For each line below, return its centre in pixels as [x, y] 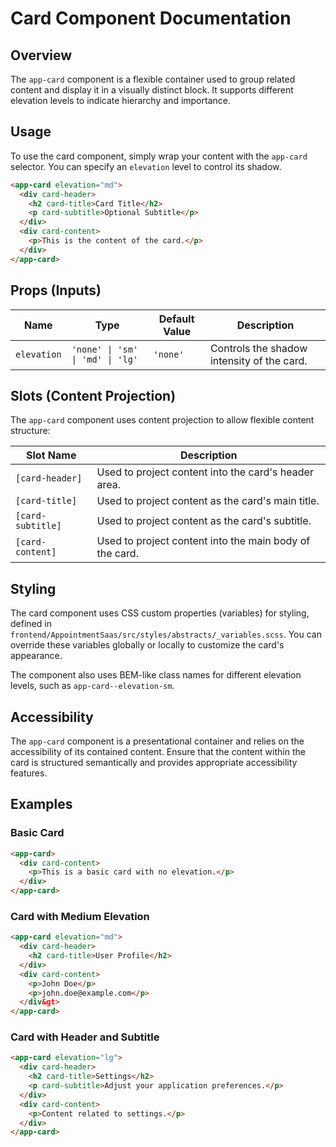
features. [29, 773]
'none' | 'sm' [105, 349]
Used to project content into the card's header [205, 472]
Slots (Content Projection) [93, 395]
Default [176, 319]
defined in [31, 624]
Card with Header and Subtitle [85, 1037]
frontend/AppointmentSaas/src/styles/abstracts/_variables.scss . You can [166, 634]
